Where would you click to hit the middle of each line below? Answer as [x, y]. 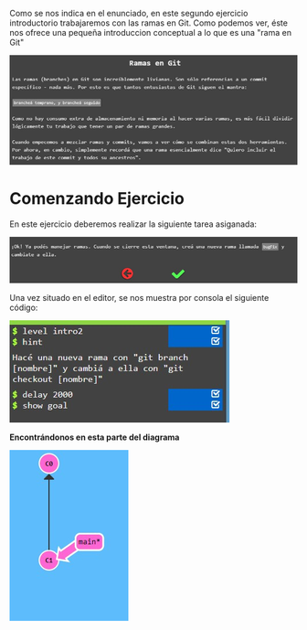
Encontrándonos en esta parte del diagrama [95, 437]
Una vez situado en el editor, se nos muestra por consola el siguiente [139, 298]
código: [24, 308]
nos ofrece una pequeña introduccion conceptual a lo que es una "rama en [151, 32]
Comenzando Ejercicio [97, 198]
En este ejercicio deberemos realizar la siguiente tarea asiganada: [133, 224]
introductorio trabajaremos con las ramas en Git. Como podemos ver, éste [148, 23]
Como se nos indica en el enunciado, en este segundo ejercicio [129, 13]
